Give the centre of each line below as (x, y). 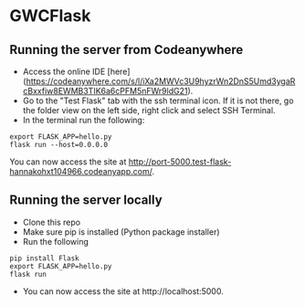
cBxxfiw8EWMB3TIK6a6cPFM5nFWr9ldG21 (105, 91)
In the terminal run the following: (84, 120)
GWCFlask (50, 16)
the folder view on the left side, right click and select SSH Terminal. (149, 110)
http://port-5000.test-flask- (180, 162)
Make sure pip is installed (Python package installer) (121, 232)
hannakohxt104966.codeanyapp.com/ (81, 171)
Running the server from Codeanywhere (126, 50)
